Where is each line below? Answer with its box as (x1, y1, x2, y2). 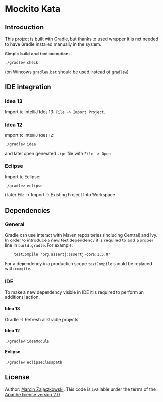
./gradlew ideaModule (5, 339, 49, 344)
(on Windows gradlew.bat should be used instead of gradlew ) (5, 69, 129, 75)
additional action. (5, 295, 40, 300)
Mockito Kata (5, 3, 61, 15)
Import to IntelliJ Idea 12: (5, 132, 55, 138)
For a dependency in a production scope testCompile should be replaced (5, 260, 153, 266)
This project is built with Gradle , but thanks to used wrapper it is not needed (5, 36, 158, 42)
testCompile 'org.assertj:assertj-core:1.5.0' (14, 252, 111, 257)
